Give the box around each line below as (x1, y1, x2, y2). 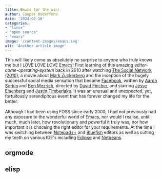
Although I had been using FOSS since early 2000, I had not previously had (5, 108, 156, 115)
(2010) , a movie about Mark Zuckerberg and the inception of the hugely (5, 72, 149, 78)
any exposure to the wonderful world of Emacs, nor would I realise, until (5, 114, 150, 119)
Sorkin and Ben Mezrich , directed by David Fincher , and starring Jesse (5, 82, 147, 88)
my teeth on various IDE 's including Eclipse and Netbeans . (5, 135, 123, 140)
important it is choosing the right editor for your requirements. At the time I (5, 124, 155, 130)
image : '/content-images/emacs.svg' (5, 39, 80, 44)
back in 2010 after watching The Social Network (55, 67, 152, 73)
